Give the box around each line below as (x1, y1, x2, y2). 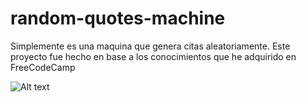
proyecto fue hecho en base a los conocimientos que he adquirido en (10, 50, 297, 62)
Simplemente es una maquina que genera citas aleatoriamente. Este (10, 40, 291, 52)
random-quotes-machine (10, 7, 226, 30)
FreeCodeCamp (10, 61, 76, 73)
